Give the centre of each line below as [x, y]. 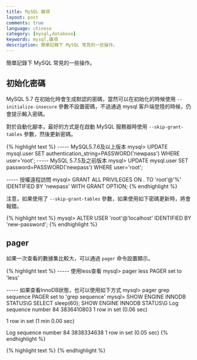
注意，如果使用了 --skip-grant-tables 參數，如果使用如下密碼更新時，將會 [98, 198]
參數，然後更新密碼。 [50, 134]
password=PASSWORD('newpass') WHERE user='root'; [75, 167]
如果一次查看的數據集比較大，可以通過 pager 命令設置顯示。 [80, 258]
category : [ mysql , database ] [41, 34]
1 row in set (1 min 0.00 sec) [40, 321]
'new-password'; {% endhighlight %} [52, 224]
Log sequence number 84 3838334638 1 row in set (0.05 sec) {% [87, 333]
